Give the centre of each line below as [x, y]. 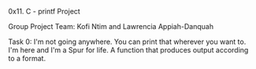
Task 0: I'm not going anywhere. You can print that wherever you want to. [127, 42]
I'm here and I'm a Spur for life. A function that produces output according [128, 50]
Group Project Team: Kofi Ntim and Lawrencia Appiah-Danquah [111, 26]
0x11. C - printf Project [44, 11]
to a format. [27, 58]
